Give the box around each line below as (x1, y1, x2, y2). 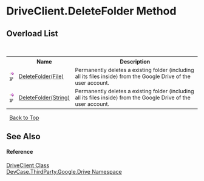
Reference (6, 148, 33, 156)
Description (120, 58, 151, 65)
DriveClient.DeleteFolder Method (6, 4, 177, 18)
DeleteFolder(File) (18, 73, 64, 80)
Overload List (6, 28, 58, 39)
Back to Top (8, 114, 39, 121)
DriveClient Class (6, 162, 50, 169)
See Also (6, 131, 41, 142)
